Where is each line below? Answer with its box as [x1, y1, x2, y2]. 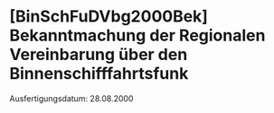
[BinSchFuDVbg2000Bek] [9, 6, 208, 27]
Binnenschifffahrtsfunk [9, 64, 189, 84]
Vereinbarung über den [9, 45, 188, 65]
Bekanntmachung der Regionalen [9, 25, 266, 46]
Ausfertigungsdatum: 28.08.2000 [9, 92, 134, 104]
